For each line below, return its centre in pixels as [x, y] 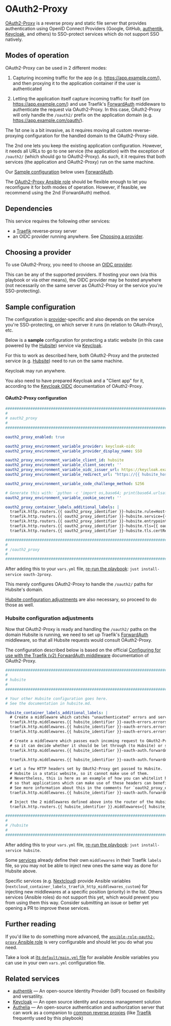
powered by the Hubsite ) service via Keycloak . [54, 345]
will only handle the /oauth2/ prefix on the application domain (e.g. [82, 115]
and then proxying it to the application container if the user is [77, 83]
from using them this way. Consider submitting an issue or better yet [77, 902]
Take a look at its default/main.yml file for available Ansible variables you [82, 957]
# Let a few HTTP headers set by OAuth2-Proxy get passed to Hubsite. [86, 769]
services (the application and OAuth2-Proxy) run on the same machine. [80, 162]
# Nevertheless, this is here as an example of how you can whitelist [86, 778]
